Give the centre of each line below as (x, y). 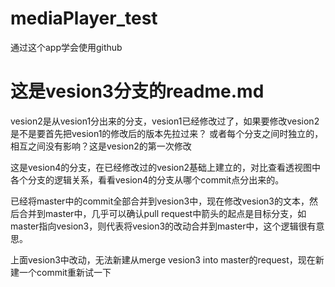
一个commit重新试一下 (65, 272)
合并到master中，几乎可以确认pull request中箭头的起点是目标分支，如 (162, 213)
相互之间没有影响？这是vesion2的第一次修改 (101, 146)
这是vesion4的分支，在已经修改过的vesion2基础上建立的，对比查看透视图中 (165, 167)
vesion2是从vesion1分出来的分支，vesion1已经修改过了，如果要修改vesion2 (165, 121)
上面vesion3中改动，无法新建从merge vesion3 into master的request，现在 (163, 259)
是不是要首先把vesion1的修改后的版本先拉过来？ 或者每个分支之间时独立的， (167, 133)
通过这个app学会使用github (66, 47)
